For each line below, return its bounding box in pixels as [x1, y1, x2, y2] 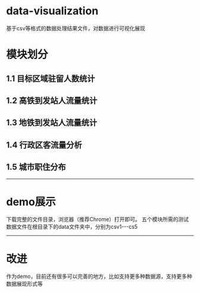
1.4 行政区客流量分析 [6, 140, 82, 150]
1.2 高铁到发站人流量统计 [6, 95, 98, 106]
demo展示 [6, 195, 57, 208]
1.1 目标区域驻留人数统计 [6, 73, 95, 84]
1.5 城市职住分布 [6, 162, 66, 172]
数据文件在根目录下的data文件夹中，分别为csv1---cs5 [6, 223, 138, 230]
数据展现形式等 [6, 280, 43, 288]
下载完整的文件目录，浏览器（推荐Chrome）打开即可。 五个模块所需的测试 [6, 216, 189, 223]
